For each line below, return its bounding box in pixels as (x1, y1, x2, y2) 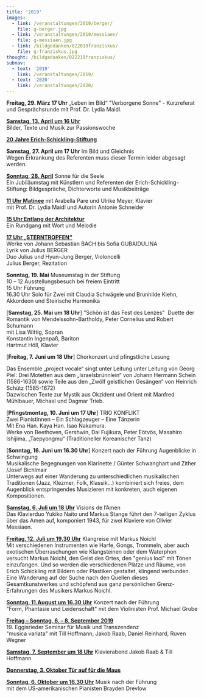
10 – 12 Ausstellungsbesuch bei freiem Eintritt (6, 278, 120, 285)
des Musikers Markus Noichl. (38, 587, 112, 594)
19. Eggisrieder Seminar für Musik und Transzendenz (6, 624, 139, 630)
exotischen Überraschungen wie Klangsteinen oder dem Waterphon (6, 548, 177, 555)
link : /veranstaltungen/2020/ (17, 83, 94, 89)
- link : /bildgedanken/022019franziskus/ (12, 43, 119, 49)
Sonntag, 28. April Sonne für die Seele (6, 172, 105, 180)
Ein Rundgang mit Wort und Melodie (6, 222, 97, 229)
